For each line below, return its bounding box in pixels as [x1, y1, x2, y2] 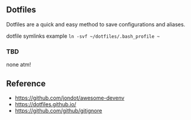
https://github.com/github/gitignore [14, 107, 102, 114]
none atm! [6, 61, 31, 68]
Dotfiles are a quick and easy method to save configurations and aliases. [6, 20, 186, 28]
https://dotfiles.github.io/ [14, 100, 77, 107]
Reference [6, 78, 46, 89]
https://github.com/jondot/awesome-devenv [14, 94, 125, 101]
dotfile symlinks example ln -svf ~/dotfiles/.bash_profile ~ [6, 32, 160, 40]
